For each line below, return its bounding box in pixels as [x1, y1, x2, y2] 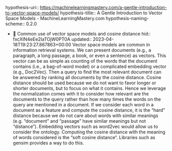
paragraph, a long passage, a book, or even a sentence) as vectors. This [12, 52, 166, 59]
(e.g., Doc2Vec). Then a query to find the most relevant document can [12, 69, 162, 75]
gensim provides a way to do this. [12, 140, 84, 146]
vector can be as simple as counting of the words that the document [12, 58, 158, 64]
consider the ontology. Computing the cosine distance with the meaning [12, 129, 166, 135]
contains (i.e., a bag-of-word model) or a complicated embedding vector [12, 64, 167, 69]
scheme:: [5, 21, 25, 27]
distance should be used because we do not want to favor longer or [12, 80, 157, 86]
